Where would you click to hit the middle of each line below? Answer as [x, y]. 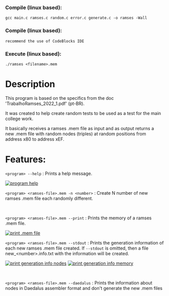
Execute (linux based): [33, 53]
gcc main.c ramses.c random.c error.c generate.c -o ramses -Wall [76, 18]
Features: [26, 160]
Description [30, 84]
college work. [19, 119]
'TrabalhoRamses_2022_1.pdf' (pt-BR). [45, 103]
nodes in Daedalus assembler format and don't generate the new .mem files [84, 288]
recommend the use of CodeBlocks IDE [45, 41]
